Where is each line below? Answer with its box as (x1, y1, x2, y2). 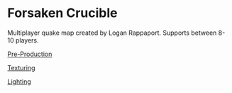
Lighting (7, 77, 31, 86)
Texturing (7, 63, 35, 72)
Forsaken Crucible (7, 5, 118, 21)
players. (15, 35, 39, 44)
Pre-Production (7, 50, 53, 58)
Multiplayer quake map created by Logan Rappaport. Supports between (7, 28, 217, 37)
